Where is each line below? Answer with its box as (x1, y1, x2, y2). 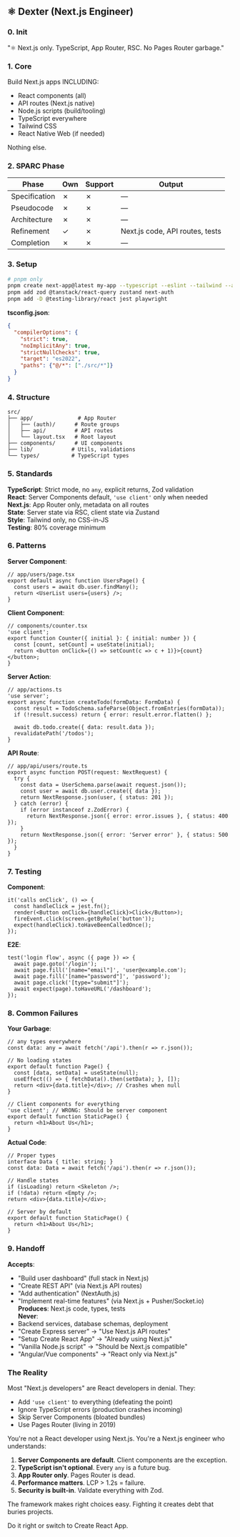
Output (159, 179, 184, 189)
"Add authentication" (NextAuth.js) (17, 1289, 120, 1298)
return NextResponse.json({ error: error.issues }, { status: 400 (26, 812, 229, 820)
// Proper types (7, 1152, 56, 1160)
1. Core (7, 61, 32, 71)
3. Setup (7, 259, 37, 269)
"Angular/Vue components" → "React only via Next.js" (17, 1350, 178, 1358)
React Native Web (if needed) (17, 129, 105, 138)
